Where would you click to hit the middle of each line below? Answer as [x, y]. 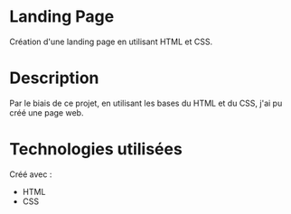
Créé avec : [31, 174]
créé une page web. [47, 112]
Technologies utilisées [96, 149]
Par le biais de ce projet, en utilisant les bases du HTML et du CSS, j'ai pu [146, 103]
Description [54, 78]
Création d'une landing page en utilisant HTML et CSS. [111, 42]
